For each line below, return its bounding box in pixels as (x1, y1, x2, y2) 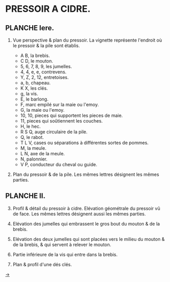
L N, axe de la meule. (20, 151, 65, 156)
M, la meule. (20, 145, 47, 151)
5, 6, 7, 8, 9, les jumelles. (20, 64, 72, 69)
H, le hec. (20, 124, 41, 129)
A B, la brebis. (20, 52, 50, 58)
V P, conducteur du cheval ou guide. (20, 162, 97, 167)
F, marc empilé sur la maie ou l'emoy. (20, 102, 99, 108)
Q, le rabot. (20, 134, 44, 140)
